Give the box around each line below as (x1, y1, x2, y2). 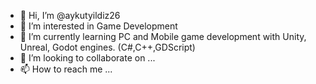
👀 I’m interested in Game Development (19, 20, 178, 32)
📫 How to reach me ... (19, 63, 113, 75)
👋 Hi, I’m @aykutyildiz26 (19, 10, 121, 21)
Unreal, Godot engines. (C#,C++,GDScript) (19, 41, 196, 53)
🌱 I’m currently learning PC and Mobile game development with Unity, (19, 31, 307, 42)
